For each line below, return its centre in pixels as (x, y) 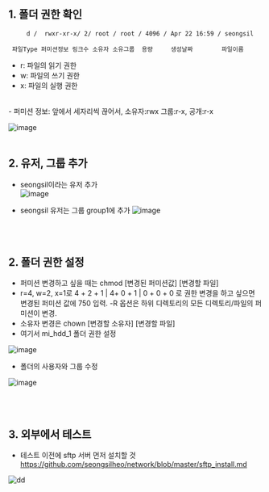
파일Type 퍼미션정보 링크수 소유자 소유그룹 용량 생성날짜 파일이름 (128, 49)
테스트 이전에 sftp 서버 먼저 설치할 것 (78, 456)
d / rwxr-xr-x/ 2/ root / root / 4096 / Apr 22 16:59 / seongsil (140, 34)
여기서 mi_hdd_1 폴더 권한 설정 (68, 334)
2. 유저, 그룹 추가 (48, 164)
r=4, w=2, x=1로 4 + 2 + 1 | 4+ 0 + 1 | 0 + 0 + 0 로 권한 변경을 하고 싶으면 (137, 293)
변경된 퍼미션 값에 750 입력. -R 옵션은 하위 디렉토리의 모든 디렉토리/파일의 (137, 303)
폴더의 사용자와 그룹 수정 (59, 367)
